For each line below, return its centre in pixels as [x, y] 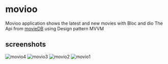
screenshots [26, 45]
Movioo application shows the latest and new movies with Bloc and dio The [84, 23]
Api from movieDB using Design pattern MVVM [55, 28]
